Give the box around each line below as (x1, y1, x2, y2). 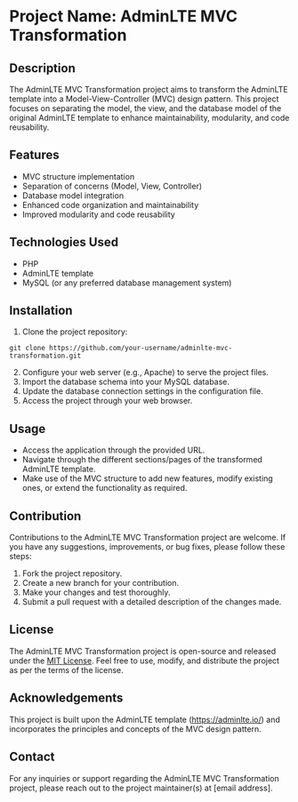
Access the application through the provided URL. (21, 445, 205, 455)
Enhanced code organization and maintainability (21, 199, 199, 210)
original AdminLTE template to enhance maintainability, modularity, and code (9, 113, 290, 123)
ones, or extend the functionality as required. (21, 483, 188, 493)
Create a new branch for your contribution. (21, 578, 180, 589)
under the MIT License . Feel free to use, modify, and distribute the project (9, 655, 280, 666)
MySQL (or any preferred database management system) (21, 277, 232, 288)
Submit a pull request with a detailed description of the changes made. (21, 597, 282, 607)
